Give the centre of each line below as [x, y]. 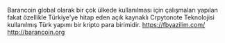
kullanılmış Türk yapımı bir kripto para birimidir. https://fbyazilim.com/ [106, 25]
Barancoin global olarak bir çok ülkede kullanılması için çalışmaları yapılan [113, 10]
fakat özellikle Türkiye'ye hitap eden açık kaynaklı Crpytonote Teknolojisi [111, 17]
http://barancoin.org [36, 32]
